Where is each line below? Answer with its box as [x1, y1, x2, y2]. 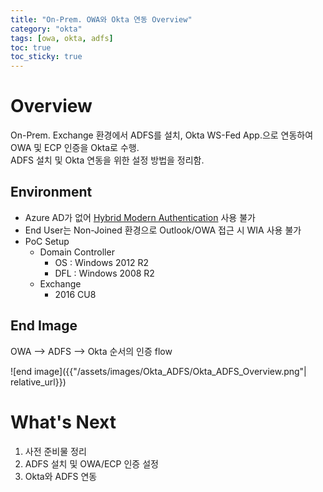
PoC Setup [24, 235, 70, 247]
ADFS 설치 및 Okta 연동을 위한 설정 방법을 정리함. [10, 154, 205, 166]
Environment [10, 184, 93, 201]
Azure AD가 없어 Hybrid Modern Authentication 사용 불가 [24, 211, 256, 223]
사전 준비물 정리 [24, 445, 87, 457]
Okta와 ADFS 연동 [24, 470, 98, 482]
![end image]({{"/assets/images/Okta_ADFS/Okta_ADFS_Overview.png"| [10, 365, 307, 377]
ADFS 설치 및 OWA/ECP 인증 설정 [24, 457, 159, 470]
